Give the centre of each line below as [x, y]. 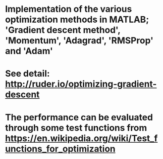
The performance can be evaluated [79, 117]
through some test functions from [76, 128]
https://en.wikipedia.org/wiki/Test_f [81, 138]
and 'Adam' [29, 51]
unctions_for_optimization [60, 149]
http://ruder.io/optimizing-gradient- [81, 84]
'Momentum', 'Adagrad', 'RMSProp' [79, 41]
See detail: [27, 74]
